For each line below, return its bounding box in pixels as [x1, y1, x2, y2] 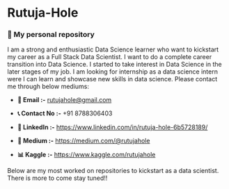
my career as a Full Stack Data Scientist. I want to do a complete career [7, 53, 212, 61]
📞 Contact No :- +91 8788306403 [17, 109, 113, 117]
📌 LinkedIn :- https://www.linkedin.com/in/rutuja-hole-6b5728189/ [17, 123, 208, 131]
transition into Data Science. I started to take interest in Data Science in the [7, 60, 222, 69]
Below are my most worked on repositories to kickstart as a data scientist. [7, 167, 219, 175]
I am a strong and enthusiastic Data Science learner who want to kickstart [7, 45, 219, 54]
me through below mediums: [7, 82, 89, 91]
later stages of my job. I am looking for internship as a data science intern [7, 67, 218, 76]
